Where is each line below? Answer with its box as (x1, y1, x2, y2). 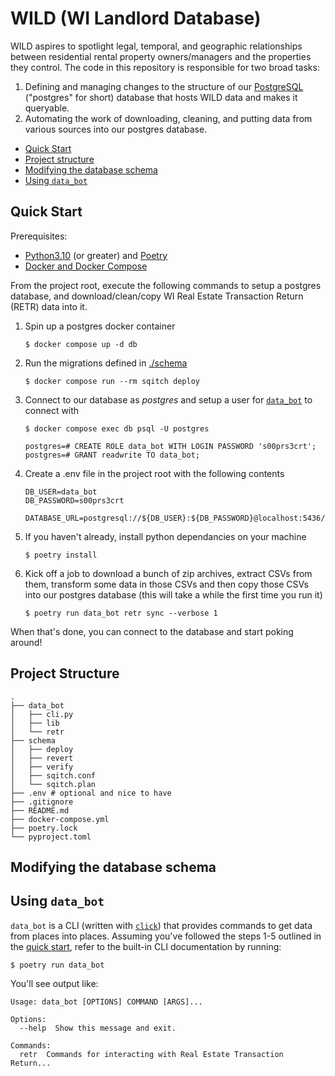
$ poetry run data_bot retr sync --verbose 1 (24, 608, 218, 618)
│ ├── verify (10, 762, 74, 772)
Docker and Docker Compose (24, 260, 148, 272)
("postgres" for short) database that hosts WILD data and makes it (24, 91, 298, 103)
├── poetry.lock (10, 823, 78, 833)
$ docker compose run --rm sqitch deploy (24, 376, 200, 386)
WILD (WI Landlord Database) (10, 7, 262, 30)
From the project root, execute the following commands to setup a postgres (10, 279, 322, 291)
